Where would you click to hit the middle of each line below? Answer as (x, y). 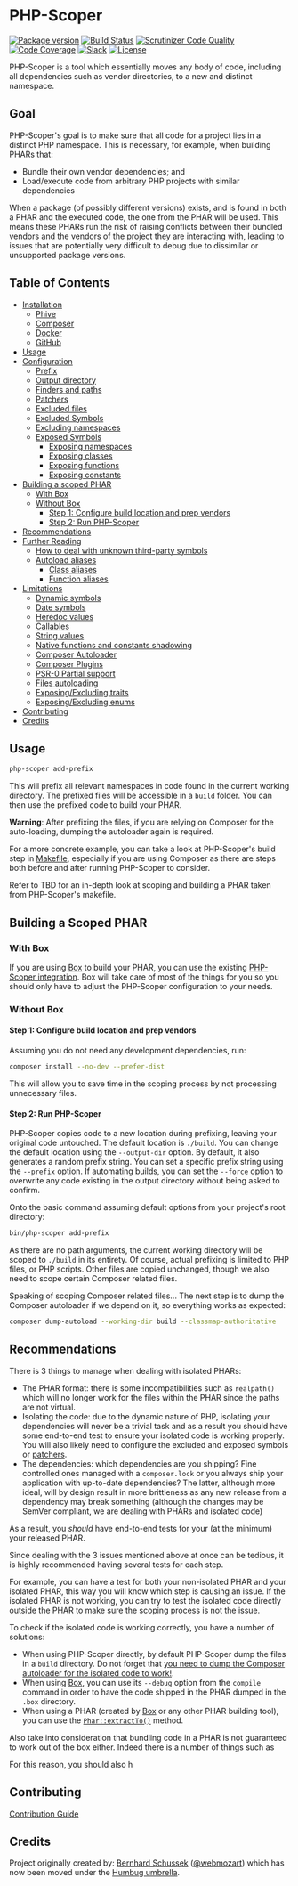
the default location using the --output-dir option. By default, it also (134, 1152)
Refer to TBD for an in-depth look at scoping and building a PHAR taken (140, 885)
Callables (52, 626)
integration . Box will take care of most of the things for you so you (158, 977)
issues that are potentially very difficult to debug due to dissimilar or (134, 245)
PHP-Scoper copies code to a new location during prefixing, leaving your (143, 1134)
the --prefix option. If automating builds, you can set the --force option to (146, 1171)
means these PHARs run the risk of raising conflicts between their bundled (146, 226)
